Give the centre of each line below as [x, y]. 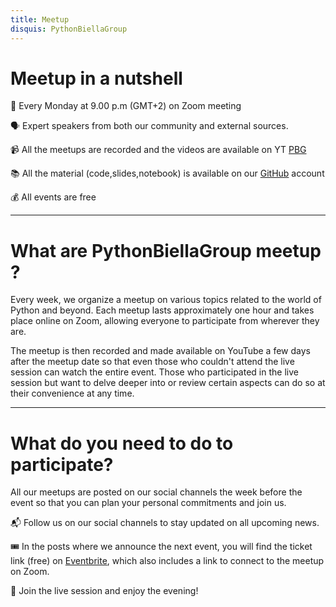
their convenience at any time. [72, 393]
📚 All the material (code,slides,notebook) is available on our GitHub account [167, 173]
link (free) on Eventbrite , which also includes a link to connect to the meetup [167, 561]
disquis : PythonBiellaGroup [69, 29]
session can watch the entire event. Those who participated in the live [154, 372]
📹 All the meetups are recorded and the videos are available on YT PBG [158, 150]
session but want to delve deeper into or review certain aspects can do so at [168, 383]
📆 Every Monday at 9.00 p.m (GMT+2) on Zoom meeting [126, 106]
